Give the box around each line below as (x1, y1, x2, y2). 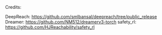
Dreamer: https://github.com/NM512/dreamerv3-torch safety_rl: (5, 19, 136, 25)
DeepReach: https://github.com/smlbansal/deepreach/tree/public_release (5, 14, 157, 19)
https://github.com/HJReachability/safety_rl (5, 24, 95, 30)
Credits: (5, 4, 21, 10)
